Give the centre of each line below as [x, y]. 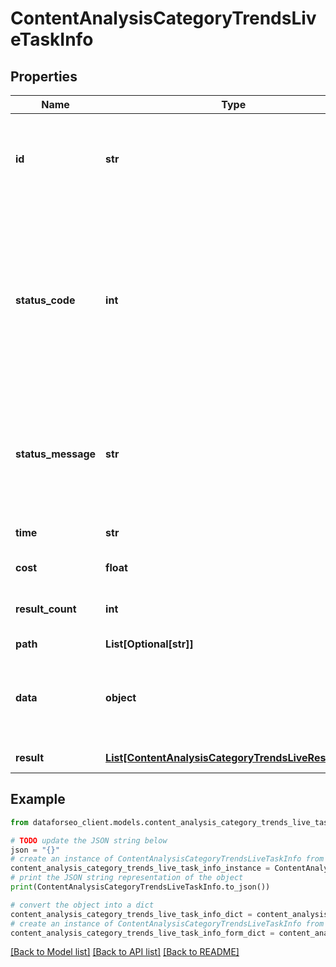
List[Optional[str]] [149, 644]
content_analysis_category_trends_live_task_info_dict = [131, 914]
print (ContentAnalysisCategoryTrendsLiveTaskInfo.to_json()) [140, 887]
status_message [56, 454]
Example [38, 799]
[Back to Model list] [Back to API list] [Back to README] [125, 952]
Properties [44, 76]
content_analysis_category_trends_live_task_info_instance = [140, 868]
